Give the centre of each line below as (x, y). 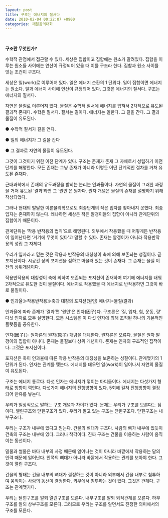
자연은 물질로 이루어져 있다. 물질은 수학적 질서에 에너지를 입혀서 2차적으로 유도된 (84, 106)
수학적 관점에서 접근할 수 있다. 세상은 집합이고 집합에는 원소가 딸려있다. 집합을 (81, 59)
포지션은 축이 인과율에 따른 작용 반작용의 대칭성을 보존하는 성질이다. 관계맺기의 (82, 358)
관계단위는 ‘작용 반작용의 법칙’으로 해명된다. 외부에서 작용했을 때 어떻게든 (76, 231)
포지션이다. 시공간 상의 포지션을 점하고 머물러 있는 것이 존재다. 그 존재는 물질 (80, 261)
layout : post (19, 10)
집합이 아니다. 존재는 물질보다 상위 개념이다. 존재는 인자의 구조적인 (83, 341)
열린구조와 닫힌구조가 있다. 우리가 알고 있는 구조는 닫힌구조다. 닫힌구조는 (87, 411)
